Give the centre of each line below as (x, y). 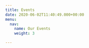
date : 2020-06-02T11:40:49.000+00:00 (45, 15)
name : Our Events (32, 29)
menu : (11, 19)
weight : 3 (25, 33)
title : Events (20, 10)
